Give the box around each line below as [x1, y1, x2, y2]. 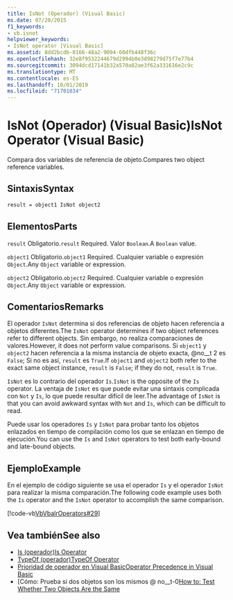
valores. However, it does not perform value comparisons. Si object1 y [7, 341, 207, 350]
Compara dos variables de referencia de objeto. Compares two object [7, 156, 205, 164]
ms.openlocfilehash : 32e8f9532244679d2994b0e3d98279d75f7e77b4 [7, 56, 194, 63]
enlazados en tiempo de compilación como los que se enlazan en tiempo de [7, 428, 225, 436]
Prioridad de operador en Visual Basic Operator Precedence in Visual [17, 562, 214, 571]
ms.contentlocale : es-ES [7, 74, 79, 82]
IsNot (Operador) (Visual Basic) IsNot [7, 117, 223, 133]
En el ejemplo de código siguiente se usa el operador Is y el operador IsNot [7, 481, 224, 489]
